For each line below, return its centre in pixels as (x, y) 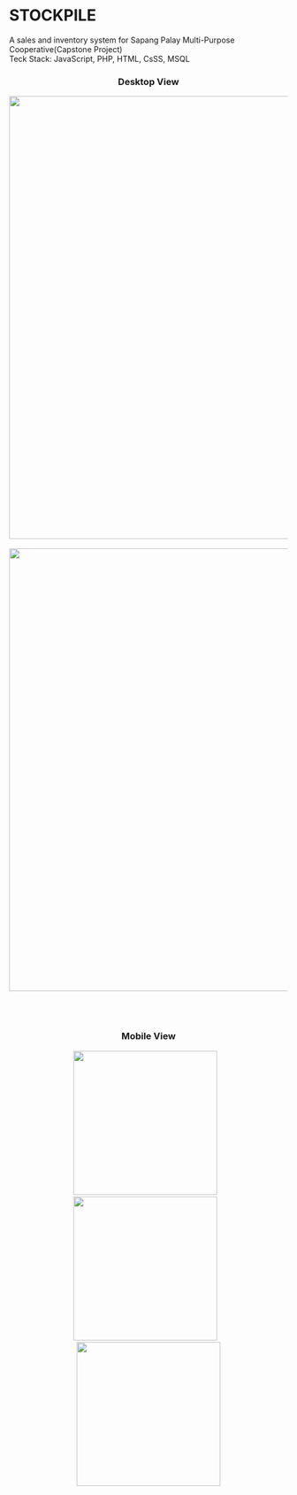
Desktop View (148, 81)
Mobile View (148, 1036)
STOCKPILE (53, 15)
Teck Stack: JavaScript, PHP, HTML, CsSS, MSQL (99, 58)
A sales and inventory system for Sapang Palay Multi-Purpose (122, 40)
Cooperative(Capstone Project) (66, 49)
